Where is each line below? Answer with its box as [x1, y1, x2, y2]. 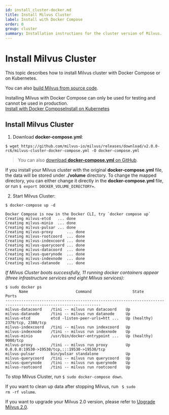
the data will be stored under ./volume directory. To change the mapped [5, 172, 156, 178]
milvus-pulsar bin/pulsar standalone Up [5, 351, 130, 356]
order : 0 [5, 21, 24, 27]
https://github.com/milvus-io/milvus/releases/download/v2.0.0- [21, 143, 160, 149]
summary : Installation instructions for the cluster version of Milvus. [5, 31, 162, 36]
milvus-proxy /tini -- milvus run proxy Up [5, 342, 130, 347]
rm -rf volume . [5, 389, 37, 395]
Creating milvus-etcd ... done [5, 216, 76, 221]
